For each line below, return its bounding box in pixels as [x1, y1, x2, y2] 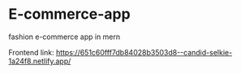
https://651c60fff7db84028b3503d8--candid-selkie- [55, 47, 233, 57]
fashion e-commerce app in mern [8, 32, 121, 41]
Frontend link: [8, 47, 54, 57]
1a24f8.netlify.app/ [8, 56, 71, 66]
